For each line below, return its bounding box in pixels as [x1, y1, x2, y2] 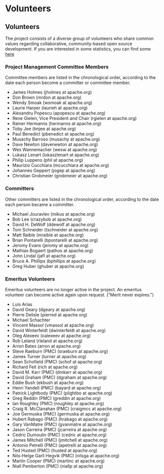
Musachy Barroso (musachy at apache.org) [12, 136, 100, 142]
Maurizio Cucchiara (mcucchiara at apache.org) [12, 163, 109, 168]
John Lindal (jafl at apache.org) [12, 252, 76, 258]
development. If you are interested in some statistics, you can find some [5, 46, 151, 52]
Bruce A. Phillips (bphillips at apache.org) [12, 258, 96, 264]
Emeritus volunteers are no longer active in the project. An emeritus [5, 286, 142, 292]
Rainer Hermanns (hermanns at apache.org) [12, 121, 102, 127]
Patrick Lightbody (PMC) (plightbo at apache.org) [12, 390, 112, 396]
